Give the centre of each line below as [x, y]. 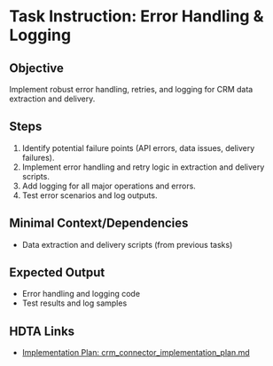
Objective [37, 68]
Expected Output [57, 273]
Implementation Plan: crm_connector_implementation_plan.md [136, 353]
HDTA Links [42, 331]
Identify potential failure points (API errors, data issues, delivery [138, 147]
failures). [38, 157]
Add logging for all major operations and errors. [109, 186]
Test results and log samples [74, 303]
